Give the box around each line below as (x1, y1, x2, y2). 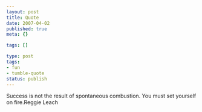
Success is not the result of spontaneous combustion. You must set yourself (6, 92, 197, 100)
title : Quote (6, 15, 39, 21)
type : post (6, 53, 34, 59)
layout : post (6, 8, 39, 15)
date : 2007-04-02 (6, 20, 50, 26)
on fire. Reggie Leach (6, 99, 59, 106)
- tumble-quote (6, 70, 45, 76)
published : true (6, 25, 47, 32)
